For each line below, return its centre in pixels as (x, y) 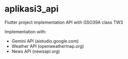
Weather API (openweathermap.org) (48, 46)
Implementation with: (25, 31)
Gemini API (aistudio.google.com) (45, 41)
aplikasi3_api (32, 9)
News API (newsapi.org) (36, 51)
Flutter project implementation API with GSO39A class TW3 (64, 22)
